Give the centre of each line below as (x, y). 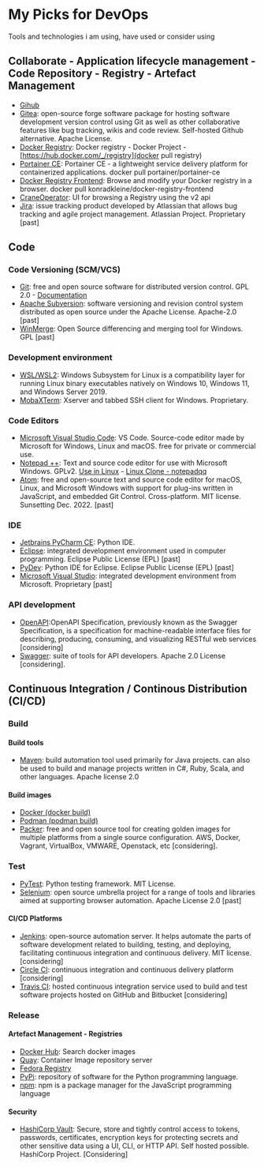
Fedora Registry (45, 1068)
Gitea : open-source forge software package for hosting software (125, 113)
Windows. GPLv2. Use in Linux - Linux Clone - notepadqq (113, 471)
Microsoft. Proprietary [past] (66, 584)
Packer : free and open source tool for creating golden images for (125, 829)
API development (42, 605)
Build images (30, 794)
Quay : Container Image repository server (86, 1060)
